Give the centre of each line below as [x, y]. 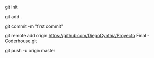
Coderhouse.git [21, 41]
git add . [14, 16]
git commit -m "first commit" [34, 26]
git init [12, 7]
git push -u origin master [30, 50]
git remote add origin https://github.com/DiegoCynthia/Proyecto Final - [77, 36]
